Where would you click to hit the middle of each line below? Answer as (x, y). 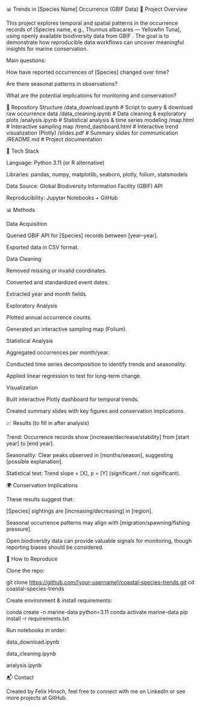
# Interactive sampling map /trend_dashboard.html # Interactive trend (92, 126)
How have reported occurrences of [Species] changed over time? (88, 72)
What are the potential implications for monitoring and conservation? (91, 95)
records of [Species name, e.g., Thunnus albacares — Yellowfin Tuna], (94, 29)
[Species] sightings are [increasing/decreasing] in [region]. (80, 511)
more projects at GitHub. (37, 698)
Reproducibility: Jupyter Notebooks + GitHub (62, 198)
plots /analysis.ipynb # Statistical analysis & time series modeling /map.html (100, 120)
